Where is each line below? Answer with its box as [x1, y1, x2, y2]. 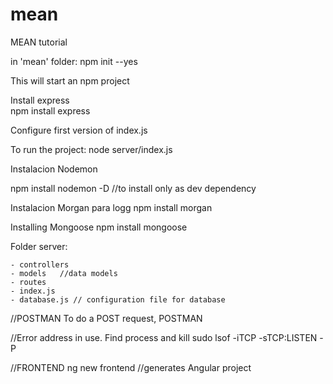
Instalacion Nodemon [10, 163, 98, 175]
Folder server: [10, 240, 68, 252]
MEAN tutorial [10, 36, 68, 48]
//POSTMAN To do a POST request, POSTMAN [10, 312, 203, 324]
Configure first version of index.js [10, 124, 148, 136]
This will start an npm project [10, 74, 130, 87]
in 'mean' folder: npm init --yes [10, 55, 138, 67]
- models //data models [10, 268, 118, 278]
